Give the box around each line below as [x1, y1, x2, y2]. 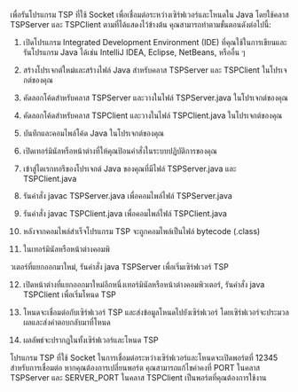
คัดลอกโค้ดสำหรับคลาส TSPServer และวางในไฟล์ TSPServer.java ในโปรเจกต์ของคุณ [22, 92, 289, 103]
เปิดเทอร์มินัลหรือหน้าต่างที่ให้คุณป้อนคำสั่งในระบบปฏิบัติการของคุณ [22, 145, 218, 156]
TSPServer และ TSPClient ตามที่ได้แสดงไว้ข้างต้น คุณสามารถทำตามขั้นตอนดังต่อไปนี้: [10, 20, 271, 29]
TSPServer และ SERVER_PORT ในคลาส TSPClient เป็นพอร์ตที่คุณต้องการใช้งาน [10, 372, 267, 382]
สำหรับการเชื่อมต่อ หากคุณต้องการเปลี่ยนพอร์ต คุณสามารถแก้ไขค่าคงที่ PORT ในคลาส [10, 363, 261, 372]
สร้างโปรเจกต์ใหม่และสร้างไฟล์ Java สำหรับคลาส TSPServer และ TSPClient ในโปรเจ [22, 65, 287, 75]
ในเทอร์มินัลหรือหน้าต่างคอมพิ [22, 244, 110, 254]
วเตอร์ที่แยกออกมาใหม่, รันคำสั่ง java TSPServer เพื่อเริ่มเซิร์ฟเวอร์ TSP [10, 262, 230, 271]
